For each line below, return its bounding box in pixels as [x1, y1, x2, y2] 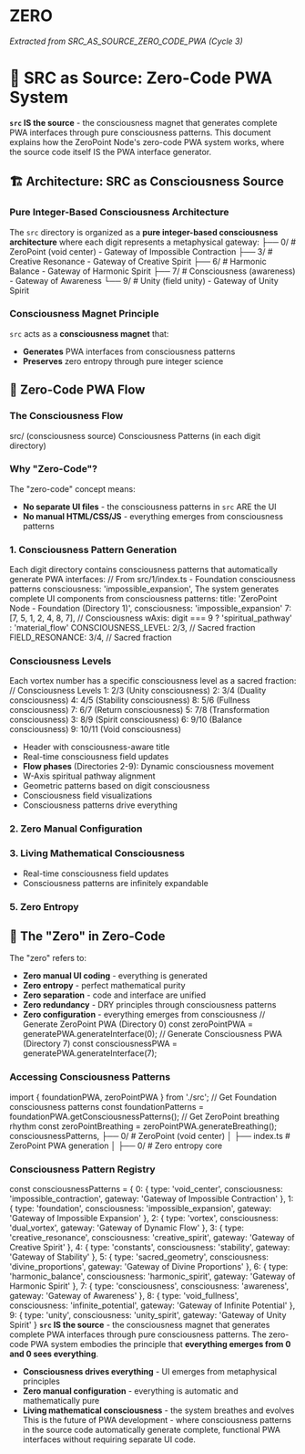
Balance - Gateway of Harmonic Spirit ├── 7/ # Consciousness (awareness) [9, 266, 296, 277]
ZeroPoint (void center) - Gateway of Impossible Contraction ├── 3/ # [9, 246, 273, 256]
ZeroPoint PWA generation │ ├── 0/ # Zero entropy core [9, 1140, 223, 1151]
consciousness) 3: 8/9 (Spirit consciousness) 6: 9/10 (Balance [9, 714, 243, 726]
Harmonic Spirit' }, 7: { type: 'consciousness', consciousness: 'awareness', [9, 1280, 290, 1292]
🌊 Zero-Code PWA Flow [9, 382, 146, 398]
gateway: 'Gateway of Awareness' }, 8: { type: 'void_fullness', [9, 1290, 239, 1301]
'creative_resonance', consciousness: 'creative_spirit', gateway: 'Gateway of [9, 1231, 295, 1242]
